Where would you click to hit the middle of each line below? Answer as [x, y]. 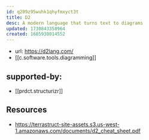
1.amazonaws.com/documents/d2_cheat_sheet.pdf [77, 130]
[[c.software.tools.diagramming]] [56, 58]
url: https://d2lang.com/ [44, 51]
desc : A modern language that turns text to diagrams [75, 23]
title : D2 [19, 17]
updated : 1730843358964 [36, 29]
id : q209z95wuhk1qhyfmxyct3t [42, 12]
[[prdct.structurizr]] [39, 91]
